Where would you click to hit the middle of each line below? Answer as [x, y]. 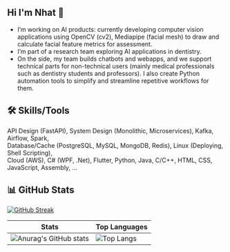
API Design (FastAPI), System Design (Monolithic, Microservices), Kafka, [111, 130]
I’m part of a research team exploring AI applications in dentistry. [109, 51]
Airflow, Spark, [28, 138]
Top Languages [122, 227]
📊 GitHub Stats [41, 190]
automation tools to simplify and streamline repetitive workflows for [113, 81]
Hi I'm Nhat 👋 [36, 13]
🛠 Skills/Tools [39, 111]
